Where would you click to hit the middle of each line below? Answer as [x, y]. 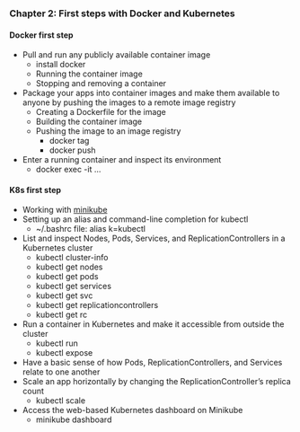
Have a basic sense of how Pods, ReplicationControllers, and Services [152, 363]
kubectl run [57, 343]
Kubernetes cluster [57, 248]
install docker [61, 65]
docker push [72, 150]
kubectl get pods [67, 277]
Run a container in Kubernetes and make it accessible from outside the [153, 324]
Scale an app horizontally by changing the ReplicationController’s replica [157, 382]
